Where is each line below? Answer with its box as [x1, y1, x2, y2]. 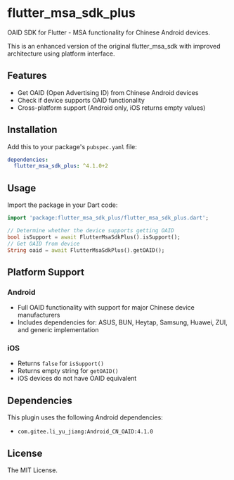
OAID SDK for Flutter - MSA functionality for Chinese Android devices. [7, 28, 211, 37]
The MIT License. [7, 466, 58, 474]
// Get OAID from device [7, 240, 80, 247]
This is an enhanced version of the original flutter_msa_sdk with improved [7, 42, 221, 50]
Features [7, 70, 47, 82]
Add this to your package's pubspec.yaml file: [7, 142, 137, 151]
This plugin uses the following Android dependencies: [7, 413, 163, 422]
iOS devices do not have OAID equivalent [17, 374, 137, 383]
